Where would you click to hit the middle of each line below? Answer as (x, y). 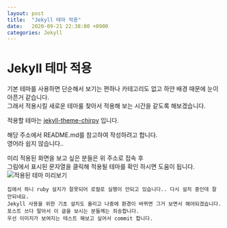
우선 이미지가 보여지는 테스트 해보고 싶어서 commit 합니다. (80, 219)
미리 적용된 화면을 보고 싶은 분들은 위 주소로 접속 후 (75, 158)
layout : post (26, 13)
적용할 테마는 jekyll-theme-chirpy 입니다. (63, 121)
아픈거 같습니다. (28, 97)
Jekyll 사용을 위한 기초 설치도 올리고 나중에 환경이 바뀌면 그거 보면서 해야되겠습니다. (114, 204)
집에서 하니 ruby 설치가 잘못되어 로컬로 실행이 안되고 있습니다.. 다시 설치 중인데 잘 (112, 190)
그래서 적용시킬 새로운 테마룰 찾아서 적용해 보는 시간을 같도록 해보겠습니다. (107, 106)
